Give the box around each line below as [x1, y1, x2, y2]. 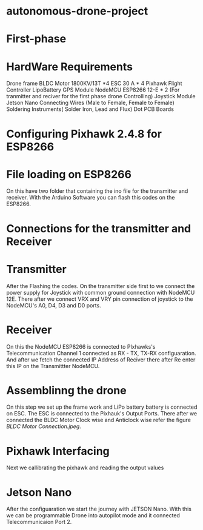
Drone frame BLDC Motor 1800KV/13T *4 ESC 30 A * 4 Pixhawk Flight [6, 80, 182, 87]
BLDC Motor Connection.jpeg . [6, 423, 82, 430]
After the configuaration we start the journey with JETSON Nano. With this [6, 505, 192, 513]
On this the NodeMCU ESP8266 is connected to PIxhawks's [6, 343, 156, 350]
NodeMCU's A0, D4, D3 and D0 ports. [6, 301, 101, 309]
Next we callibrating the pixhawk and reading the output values [6, 464, 164, 471]
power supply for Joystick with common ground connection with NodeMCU [6, 289, 195, 296]
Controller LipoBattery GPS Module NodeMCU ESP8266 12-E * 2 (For [6, 86, 180, 93]
